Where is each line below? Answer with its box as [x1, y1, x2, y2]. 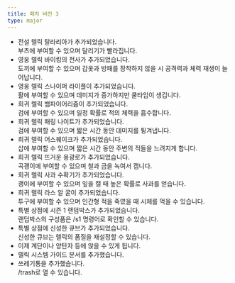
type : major [7, 17, 43, 24]
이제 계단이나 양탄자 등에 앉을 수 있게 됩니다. [17, 241, 141, 250]
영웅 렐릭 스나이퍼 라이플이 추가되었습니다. [17, 82, 136, 90]
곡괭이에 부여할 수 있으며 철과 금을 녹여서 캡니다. [17, 161, 153, 170]
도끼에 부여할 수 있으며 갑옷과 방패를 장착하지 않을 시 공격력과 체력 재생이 [17, 64, 221, 72]
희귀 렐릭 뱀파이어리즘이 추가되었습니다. [17, 99, 129, 108]
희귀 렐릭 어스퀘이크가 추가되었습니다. [17, 135, 123, 143]
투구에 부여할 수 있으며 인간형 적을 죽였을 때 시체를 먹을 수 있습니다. [17, 196, 205, 206]
